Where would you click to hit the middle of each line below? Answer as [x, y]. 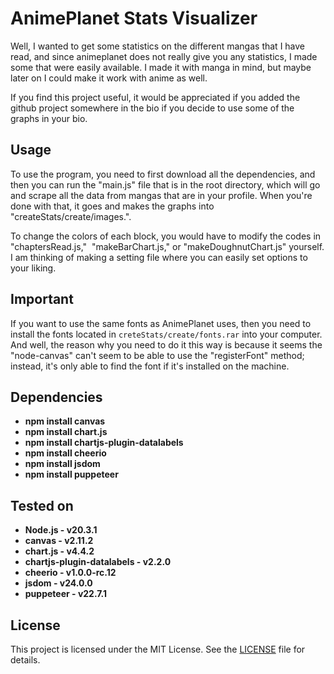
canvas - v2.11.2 [59, 541]
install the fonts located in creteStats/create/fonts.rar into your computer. [166, 334]
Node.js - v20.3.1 [61, 530]
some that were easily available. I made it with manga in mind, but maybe [161, 67]
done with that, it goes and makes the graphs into [112, 206]
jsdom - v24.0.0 [58, 583]
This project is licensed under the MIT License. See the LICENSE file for [158, 649]
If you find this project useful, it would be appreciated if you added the [155, 97]
